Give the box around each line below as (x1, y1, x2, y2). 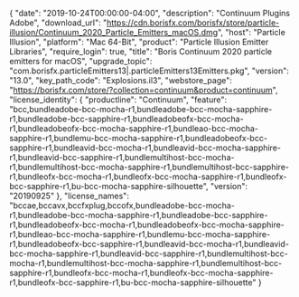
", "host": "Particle (217, 27, 286, 37)
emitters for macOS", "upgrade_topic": (9, 56, 153, 66)
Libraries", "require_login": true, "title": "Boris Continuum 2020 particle (9, 46, 273, 57)
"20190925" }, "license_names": (9, 190, 129, 201)
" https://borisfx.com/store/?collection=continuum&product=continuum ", (9, 85, 278, 95)
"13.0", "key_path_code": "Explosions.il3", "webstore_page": (9, 75, 233, 85)
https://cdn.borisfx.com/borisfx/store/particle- (107, 17, 280, 28)
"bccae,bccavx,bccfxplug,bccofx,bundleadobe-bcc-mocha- (9, 200, 235, 211)
